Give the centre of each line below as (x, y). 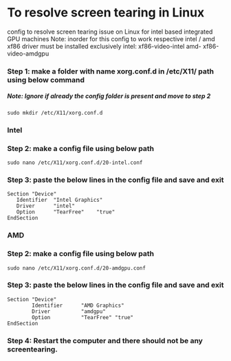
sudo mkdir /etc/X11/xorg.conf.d (55, 113)
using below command (46, 80)
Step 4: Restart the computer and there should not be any (105, 340)
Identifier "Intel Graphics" (59, 200)
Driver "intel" (46, 206)
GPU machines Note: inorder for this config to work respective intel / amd (111, 38)
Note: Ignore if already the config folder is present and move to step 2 (109, 96)
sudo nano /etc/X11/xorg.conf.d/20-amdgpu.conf (77, 268)
